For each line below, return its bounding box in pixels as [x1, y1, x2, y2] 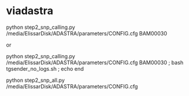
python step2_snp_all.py [6, 77, 65, 84]
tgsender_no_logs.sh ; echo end [6, 65, 84, 72]
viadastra [6, 4, 54, 18]
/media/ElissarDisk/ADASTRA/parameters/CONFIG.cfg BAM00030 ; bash [6, 59, 184, 66]
